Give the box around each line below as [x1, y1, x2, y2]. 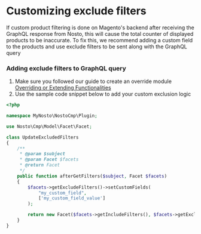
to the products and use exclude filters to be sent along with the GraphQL [6, 43, 187, 50]
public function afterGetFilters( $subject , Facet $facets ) [17, 173, 167, 179]
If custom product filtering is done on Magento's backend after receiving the [6, 24, 194, 31]
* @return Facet [19, 162, 60, 168]
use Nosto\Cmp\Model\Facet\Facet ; [6, 124, 93, 130]
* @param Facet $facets [19, 156, 79, 162]
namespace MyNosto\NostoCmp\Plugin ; [6, 113, 98, 119]
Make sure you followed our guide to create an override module [14, 78, 172, 85]
